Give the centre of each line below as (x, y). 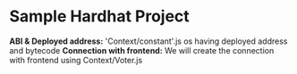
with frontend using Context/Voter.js (76, 60)
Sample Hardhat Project (99, 16)
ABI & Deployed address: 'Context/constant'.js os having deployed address (148, 41)
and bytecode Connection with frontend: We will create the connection (142, 50)
